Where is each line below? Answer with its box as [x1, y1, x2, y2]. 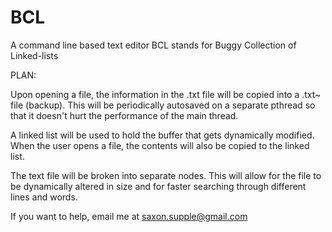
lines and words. [10, 191, 78, 203]
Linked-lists [10, 49, 59, 61]
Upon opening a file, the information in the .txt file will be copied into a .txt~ [10, 88, 322, 100]
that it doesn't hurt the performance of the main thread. [10, 109, 239, 121]
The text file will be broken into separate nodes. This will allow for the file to [10, 169, 322, 181]
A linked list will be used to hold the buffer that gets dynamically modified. [10, 129, 315, 141]
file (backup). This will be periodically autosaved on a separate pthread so [10, 99, 316, 111]
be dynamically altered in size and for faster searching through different [10, 180, 307, 192]
